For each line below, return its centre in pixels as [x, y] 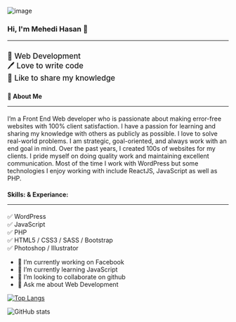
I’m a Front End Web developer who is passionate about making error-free [114, 119]
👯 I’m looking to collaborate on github [72, 277]
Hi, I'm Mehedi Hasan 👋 [48, 29]
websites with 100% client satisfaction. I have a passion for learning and [112, 126]
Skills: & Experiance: [38, 194]
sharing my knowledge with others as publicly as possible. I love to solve [112, 134]
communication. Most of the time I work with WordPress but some [103, 163]
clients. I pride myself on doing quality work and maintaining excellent [108, 156]
